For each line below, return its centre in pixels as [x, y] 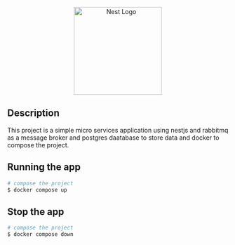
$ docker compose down [40, 234]
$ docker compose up [38, 190]
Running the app [44, 167]
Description [33, 113]
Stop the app [36, 212]
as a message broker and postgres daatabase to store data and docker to [113, 138]
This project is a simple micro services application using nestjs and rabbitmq [118, 130]
